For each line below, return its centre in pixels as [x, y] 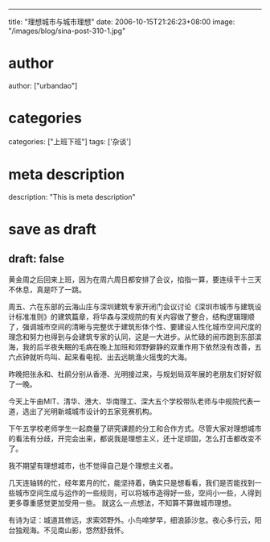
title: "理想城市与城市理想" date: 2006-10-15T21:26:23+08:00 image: [122, 22]
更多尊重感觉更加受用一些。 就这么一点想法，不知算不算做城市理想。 [122, 503]
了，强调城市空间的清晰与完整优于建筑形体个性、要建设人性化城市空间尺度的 [135, 326]
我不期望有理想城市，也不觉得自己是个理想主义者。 [93, 465]
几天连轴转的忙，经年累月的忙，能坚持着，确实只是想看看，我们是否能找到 [131, 482]
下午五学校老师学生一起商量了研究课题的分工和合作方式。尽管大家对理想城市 [135, 428]
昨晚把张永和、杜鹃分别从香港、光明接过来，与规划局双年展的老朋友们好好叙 [135, 374]
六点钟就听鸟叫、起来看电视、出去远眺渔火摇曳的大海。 [100, 357]
